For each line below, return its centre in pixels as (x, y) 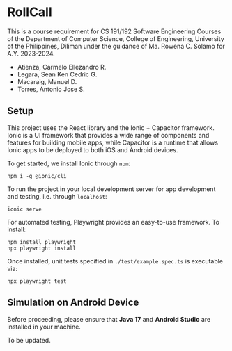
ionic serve (24, 209)
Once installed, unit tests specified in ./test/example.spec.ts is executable (115, 261)
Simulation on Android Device (73, 303)
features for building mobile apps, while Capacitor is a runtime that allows (113, 142)
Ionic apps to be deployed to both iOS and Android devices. (93, 149)
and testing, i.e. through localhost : (57, 196)
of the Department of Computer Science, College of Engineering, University (116, 38)
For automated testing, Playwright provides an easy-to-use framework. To (113, 222)
